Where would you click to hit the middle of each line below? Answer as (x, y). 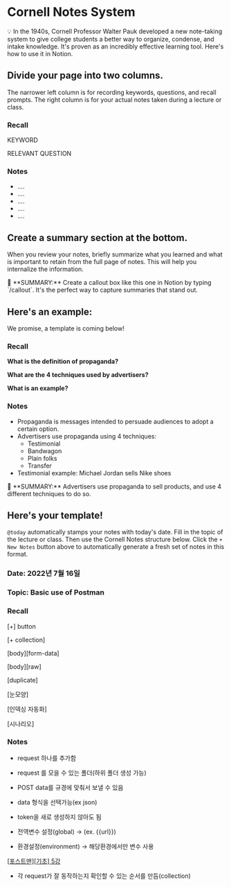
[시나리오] (21, 723)
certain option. (38, 429)
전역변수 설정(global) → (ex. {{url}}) (66, 832)
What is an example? (38, 388)
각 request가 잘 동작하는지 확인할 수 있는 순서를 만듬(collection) (104, 876)
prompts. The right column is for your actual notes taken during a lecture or (114, 99)
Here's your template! (55, 515)
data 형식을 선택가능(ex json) (57, 802)
